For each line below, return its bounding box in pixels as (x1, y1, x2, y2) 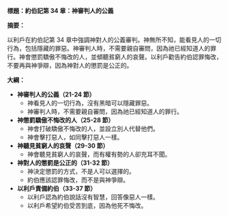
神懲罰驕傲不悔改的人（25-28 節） (16, 116, 115, 124)
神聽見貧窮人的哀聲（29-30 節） (16, 141, 109, 150)
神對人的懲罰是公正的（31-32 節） (16, 159, 114, 167)
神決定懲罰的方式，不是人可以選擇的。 (27, 167, 135, 175)
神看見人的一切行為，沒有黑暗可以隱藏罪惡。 (27, 99, 154, 107)
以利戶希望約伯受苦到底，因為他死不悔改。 (27, 202, 147, 209)
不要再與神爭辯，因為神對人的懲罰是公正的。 (7, 62, 133, 69)
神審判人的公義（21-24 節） (16, 90, 96, 98)
